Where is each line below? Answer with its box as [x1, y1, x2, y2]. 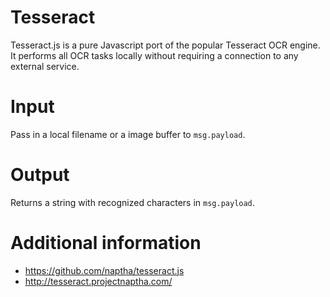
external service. [10, 60, 80, 72]
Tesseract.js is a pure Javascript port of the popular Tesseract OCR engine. [10, 39, 321, 51]
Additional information [10, 232, 202, 254]
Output [10, 164, 70, 186]
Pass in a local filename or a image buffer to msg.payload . [10, 128, 246, 140]
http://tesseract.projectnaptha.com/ [24, 275, 173, 287]
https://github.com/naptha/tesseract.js [24, 264, 185, 276]
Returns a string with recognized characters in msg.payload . [10, 196, 255, 208]
